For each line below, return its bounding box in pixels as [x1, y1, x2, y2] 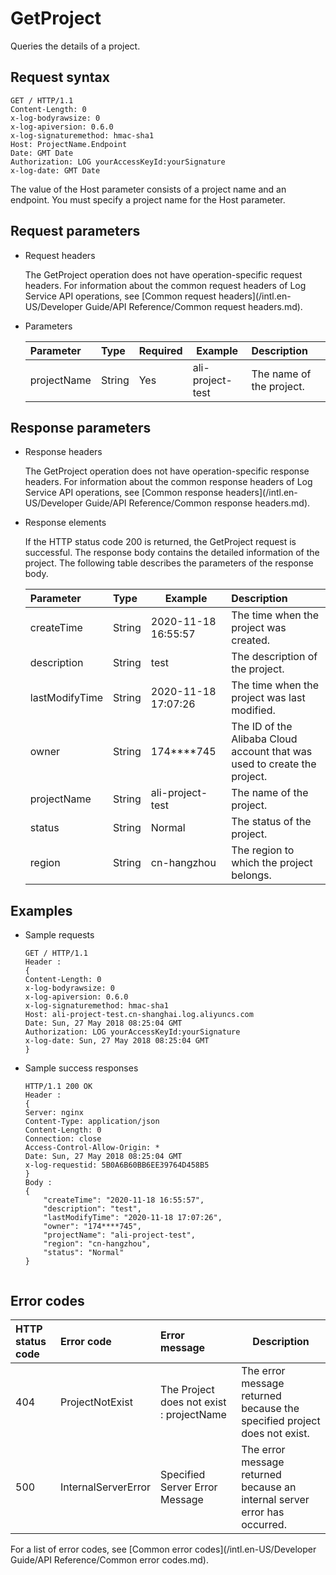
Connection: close [24, 1134, 102, 1144]
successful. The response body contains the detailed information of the [24, 547, 320, 559]
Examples [10, 902, 73, 919]
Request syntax [10, 69, 110, 86]
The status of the [231, 815, 312, 829]
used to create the [231, 757, 317, 771]
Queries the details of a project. [10, 40, 141, 52]
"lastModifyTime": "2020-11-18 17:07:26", [43, 1213, 223, 1223]
